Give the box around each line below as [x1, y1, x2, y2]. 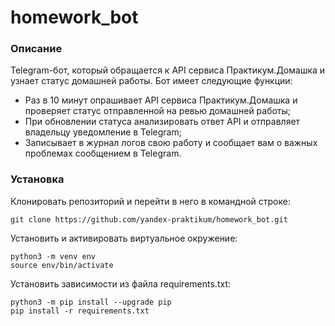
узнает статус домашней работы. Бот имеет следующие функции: [10, 75, 293, 87]
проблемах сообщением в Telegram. [24, 147, 182, 160]
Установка [10, 172, 65, 186]
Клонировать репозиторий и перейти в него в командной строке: [10, 195, 291, 207]
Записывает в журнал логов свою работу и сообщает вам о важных [24, 137, 318, 149]
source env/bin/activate [10, 260, 114, 270]
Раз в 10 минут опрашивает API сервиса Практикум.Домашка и [24, 94, 298, 106]
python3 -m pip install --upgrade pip [10, 297, 172, 307]
